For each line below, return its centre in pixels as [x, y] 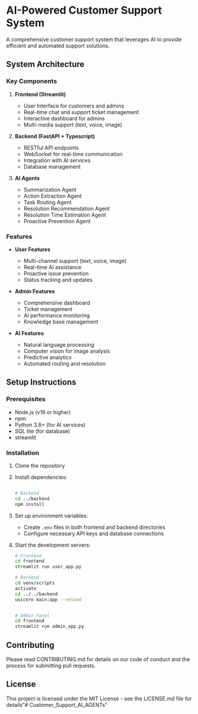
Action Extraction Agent [52, 196]
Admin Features [35, 291]
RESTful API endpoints [51, 147]
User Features [33, 249]
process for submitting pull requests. [51, 665]
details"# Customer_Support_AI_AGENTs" [57, 705]
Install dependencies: [41, 477]
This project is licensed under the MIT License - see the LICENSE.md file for [99, 699]
